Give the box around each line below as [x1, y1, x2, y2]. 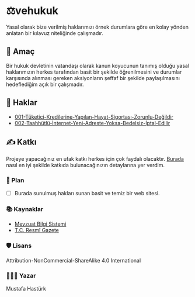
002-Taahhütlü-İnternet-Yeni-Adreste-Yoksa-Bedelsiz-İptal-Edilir [14, 119, 170, 126]
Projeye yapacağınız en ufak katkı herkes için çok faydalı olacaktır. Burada [6, 156, 184, 163]
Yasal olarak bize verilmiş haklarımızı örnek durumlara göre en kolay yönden [6, 23, 189, 30]
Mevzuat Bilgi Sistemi [14, 220, 67, 227]
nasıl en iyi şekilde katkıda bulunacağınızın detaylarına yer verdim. [6, 162, 165, 169]
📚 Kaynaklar [6, 205, 44, 213]
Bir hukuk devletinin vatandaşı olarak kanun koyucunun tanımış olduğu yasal [6, 62, 190, 69]
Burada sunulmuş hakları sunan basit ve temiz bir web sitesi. [14, 189, 160, 196]
